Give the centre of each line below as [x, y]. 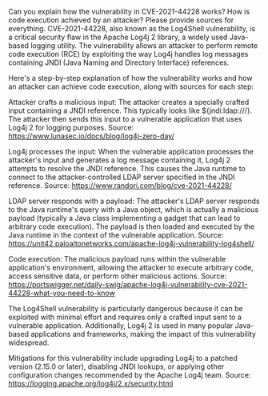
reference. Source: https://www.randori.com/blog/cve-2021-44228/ [120, 186]
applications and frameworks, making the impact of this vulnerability [143, 334]
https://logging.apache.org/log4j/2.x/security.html [91, 384]
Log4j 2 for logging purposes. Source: [71, 128]
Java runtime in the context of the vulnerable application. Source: [116, 235]
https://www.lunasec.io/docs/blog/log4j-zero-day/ [91, 136]
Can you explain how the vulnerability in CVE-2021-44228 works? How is [129, 12]
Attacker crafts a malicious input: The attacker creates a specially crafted [129, 102]
